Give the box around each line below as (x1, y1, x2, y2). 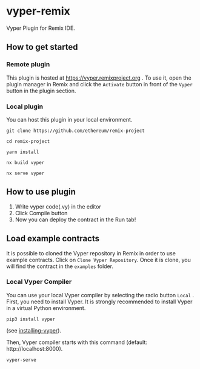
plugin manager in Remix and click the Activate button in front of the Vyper (6, 80, 193, 88)
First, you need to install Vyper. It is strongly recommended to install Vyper (6, 298, 193, 305)
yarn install (6, 149, 39, 155)
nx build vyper (6, 159, 45, 165)
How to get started (6, 42, 78, 52)
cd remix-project (6, 138, 50, 144)
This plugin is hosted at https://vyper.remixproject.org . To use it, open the (6, 74, 192, 81)
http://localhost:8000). (6, 345, 63, 352)
